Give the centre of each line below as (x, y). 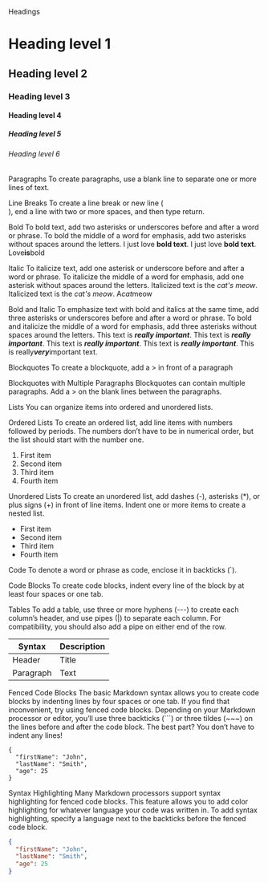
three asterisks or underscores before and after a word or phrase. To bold (130, 318)
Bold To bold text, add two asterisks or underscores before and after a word (134, 227)
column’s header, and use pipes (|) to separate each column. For (115, 618)
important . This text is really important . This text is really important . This (131, 343)
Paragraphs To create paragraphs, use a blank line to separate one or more (132, 179)
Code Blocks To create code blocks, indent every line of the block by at (126, 585)
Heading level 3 (39, 96)
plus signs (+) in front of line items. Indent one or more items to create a (127, 504)
